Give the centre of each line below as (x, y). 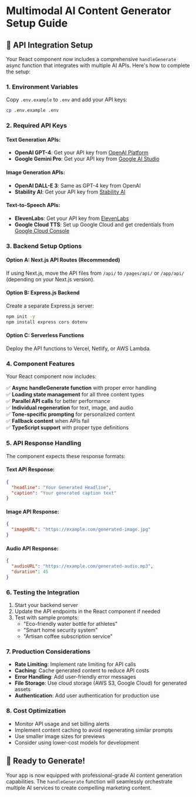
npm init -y (21, 317)
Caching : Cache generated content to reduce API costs (82, 671)
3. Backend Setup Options (44, 246)
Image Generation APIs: (36, 172)
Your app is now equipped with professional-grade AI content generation (94, 775)
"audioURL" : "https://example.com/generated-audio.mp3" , (82, 566)
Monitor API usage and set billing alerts (62, 723)
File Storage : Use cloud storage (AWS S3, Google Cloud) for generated (101, 683)
